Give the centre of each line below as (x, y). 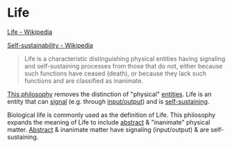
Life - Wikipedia (30, 32)
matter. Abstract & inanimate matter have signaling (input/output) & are (108, 129)
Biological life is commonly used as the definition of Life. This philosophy (111, 115)
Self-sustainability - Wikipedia (50, 45)
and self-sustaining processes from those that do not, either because (123, 66)
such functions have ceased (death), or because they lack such (115, 73)
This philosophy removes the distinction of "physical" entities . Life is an (109, 94)
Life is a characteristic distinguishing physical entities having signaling (125, 58)
